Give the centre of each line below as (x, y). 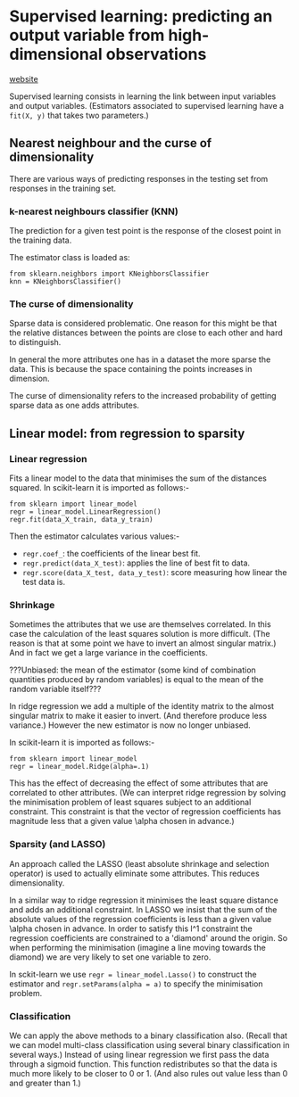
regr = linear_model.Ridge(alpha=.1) (79, 767)
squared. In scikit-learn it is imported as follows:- (100, 488)
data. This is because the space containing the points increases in (131, 369)
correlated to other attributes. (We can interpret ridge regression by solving (148, 793)
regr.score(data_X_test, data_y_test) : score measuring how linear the (154, 573)
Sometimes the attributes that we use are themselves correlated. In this (140, 624)
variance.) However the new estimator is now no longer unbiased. (130, 725)
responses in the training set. (62, 188)
